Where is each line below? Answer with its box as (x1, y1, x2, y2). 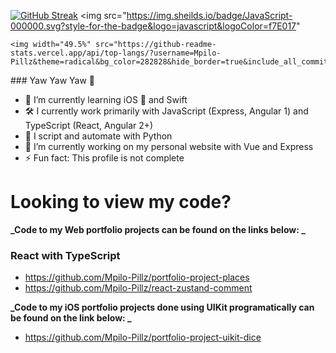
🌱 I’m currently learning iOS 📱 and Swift (24, 94, 188, 105)
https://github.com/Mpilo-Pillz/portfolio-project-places (24, 271, 250, 284)
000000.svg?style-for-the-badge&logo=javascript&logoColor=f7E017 (10, 20, 297, 32)
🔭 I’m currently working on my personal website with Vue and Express (24, 141, 314, 152)
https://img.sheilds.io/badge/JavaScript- (126, 10, 293, 21)
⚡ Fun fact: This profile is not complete (24, 152, 185, 164)
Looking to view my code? (10, 191, 232, 214)
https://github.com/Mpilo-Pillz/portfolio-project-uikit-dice (24, 331, 262, 344)
